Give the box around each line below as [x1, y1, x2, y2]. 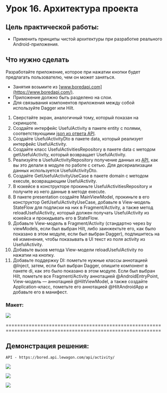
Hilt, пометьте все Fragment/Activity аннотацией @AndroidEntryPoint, [12, 273, 159, 279]
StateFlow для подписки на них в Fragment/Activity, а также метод [12, 204, 154, 210]
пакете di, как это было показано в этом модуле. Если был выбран [12, 268, 156, 274]
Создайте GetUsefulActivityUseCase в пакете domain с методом [12, 173, 149, 179]
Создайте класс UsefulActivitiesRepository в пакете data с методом [12, 146, 156, 152]
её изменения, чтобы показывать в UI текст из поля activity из [12, 236, 146, 242]
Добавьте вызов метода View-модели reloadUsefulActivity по [12, 247, 144, 253]
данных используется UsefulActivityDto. [12, 167, 98, 173]
